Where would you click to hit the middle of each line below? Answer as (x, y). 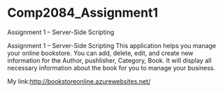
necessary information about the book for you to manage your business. (111, 68)
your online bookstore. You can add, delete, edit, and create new (100, 53)
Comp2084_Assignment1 (83, 13)
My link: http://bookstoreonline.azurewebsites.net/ (79, 81)
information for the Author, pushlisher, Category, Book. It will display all (109, 60)
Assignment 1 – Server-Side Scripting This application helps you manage (112, 45)
